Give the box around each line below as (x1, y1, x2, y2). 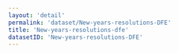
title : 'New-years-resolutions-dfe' (8, 26, 129, 34)
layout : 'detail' (8, 11, 66, 19)
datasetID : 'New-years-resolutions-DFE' (8, 33, 144, 41)
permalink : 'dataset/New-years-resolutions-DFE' (8, 19, 172, 26)
